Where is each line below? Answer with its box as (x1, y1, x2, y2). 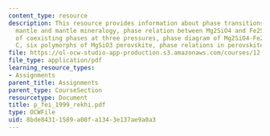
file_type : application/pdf (8, 57, 103, 65)
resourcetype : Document (8, 94, 88, 102)
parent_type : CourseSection (8, 86, 103, 94)
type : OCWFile (8, 109, 56, 117)
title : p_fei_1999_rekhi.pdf (8, 101, 106, 109)
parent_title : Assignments (8, 78, 99, 86)
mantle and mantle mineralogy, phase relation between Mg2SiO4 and (15, 26, 247, 34)
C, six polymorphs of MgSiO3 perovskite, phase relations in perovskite (15, 42, 264, 50)
